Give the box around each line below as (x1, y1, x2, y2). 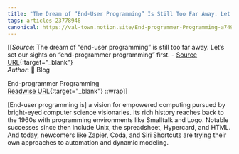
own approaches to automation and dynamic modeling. (7, 138, 169, 147)
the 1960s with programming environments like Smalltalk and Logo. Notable (7, 116, 229, 124)
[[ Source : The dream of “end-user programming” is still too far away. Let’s (7, 43, 225, 52)
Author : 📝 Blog (7, 65, 51, 75)
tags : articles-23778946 (7, 17, 81, 24)
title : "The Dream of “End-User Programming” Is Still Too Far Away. (7, 10, 218, 18)
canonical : (7, 23, 40, 31)
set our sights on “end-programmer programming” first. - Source (7, 50, 198, 59)
